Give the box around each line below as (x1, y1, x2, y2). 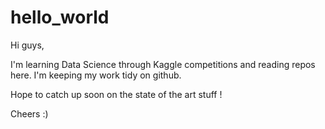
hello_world (10, 6, 110, 29)
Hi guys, (10, 39, 45, 51)
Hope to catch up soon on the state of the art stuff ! (10, 88, 223, 100)
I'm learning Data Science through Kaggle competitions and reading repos (10, 58, 316, 70)
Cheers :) (10, 107, 49, 120)
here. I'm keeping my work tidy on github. (10, 69, 182, 81)
